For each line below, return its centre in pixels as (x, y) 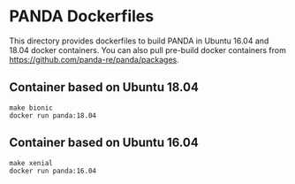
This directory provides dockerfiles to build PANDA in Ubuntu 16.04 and (139, 41)
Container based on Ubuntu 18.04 (104, 87)
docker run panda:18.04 (53, 115)
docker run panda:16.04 (53, 171)
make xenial (31, 163)
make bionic (31, 108)
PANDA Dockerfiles (82, 16)
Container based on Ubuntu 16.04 (104, 143)
